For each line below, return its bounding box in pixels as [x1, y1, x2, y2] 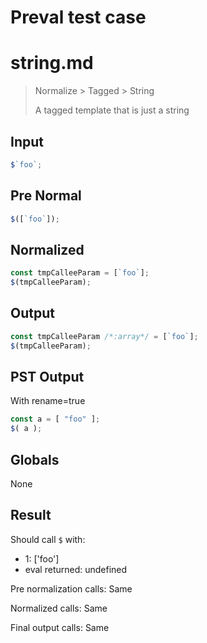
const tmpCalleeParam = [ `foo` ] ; [10, 268, 150, 278]
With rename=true [10, 395, 86, 407]
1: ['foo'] [24, 552, 60, 565]
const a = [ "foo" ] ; [10, 414, 101, 425]
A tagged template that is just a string [34, 104, 190, 116]
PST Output [10, 369, 85, 386]
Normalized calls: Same [10, 602, 108, 614]
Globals [10, 451, 60, 468]
